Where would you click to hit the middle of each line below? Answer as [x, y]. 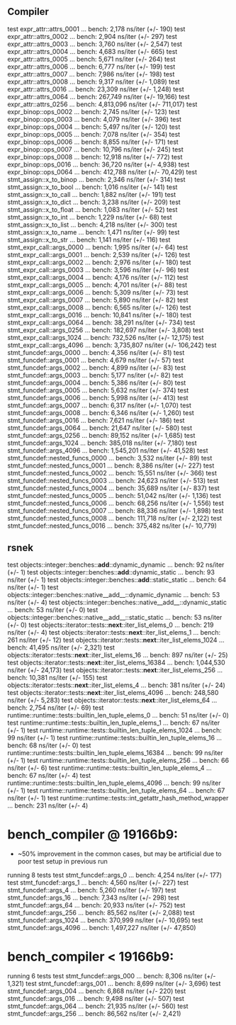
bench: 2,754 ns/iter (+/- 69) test [56, 708]
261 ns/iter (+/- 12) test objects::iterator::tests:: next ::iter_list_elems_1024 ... [116, 640]
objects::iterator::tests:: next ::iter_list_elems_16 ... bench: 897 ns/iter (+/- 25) [118, 655]
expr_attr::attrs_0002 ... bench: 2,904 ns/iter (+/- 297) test [92, 36]
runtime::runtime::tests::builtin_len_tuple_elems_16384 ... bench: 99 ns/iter [115, 753]
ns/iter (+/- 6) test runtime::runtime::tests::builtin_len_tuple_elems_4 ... [109, 768]
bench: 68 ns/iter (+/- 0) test [49, 745]
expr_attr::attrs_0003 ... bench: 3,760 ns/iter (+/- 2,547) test [95, 44]
